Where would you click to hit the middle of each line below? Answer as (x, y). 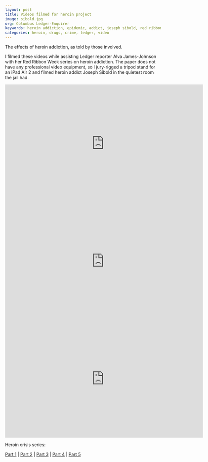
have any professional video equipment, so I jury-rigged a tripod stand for (80, 67)
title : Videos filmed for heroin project (48, 14)
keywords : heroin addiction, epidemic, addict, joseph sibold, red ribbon (84, 28)
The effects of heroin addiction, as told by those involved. (64, 47)
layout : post (19, 10)
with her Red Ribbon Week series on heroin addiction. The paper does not (80, 62)
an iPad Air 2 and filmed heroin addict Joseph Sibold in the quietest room (80, 72)
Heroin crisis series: (25, 445)
